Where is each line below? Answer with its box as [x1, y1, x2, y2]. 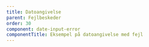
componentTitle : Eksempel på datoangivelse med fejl [6, 32, 144, 38]
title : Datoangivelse [6, 9, 62, 15]
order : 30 [6, 20, 32, 26]
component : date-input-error [6, 26, 81, 32]
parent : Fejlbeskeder [6, 15, 62, 21]
